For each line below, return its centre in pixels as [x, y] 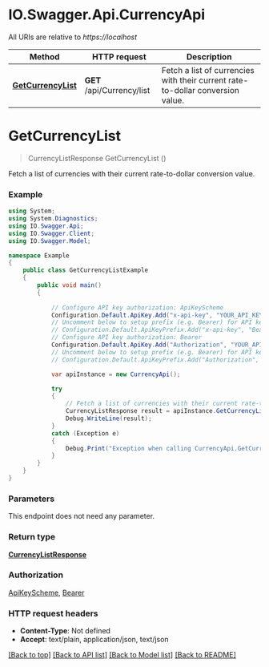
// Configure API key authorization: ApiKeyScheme [137, 307]
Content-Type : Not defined [65, 631]
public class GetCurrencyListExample [86, 270]
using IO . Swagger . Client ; [51, 233]
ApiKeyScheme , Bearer [46, 592]
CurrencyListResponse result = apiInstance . [141, 411]
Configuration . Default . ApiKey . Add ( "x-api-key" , [132, 315]
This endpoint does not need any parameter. [81, 516]
